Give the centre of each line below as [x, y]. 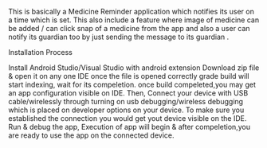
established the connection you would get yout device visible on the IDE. [128, 118]
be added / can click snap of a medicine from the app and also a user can [129, 28]
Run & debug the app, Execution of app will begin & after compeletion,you [130, 127]
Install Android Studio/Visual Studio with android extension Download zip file [134, 68]
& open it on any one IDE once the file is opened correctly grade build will [129, 76]
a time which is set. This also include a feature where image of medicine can [134, 20]
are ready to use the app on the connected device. [91, 135]
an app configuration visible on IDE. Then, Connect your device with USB [128, 93]
